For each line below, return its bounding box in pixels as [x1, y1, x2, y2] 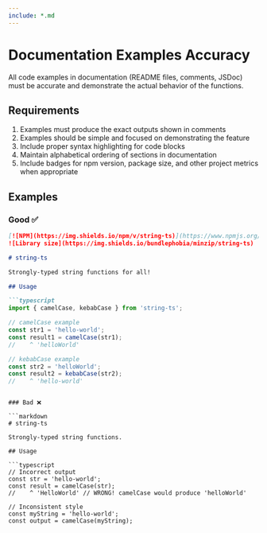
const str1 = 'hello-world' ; [8, 326, 105, 334]
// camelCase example [8, 319, 80, 327]
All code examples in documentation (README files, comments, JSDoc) [8, 72, 243, 82]
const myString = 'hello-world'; [8, 510, 119, 518]
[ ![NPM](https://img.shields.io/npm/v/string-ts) [8, 232, 176, 240]
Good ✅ [8, 214, 39, 225]
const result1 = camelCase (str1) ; [8, 333, 123, 341]
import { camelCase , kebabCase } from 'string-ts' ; [8, 304, 183, 313]
